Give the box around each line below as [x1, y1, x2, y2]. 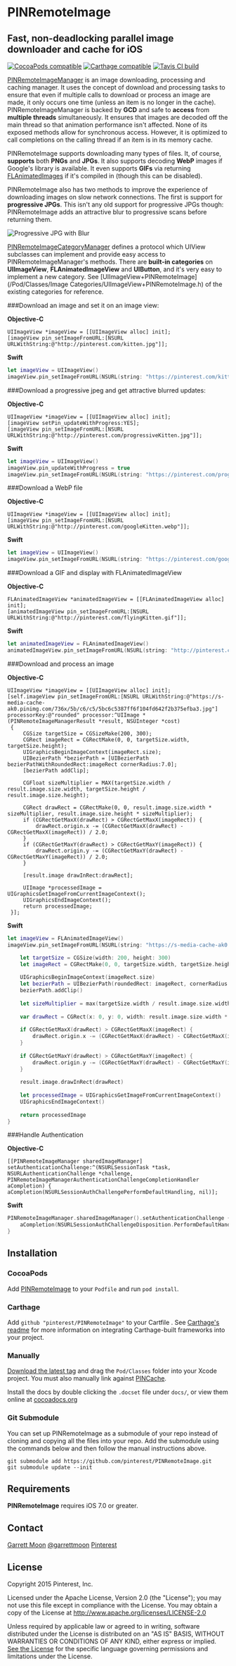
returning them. [7, 216, 53, 223]
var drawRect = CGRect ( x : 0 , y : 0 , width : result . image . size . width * [20, 1013, 228, 1020]
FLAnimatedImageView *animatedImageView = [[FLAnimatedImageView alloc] [7, 596, 225, 603]
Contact [7, 1522, 44, 1534]
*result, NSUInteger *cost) [98, 717, 181, 724]
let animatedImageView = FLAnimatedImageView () [7, 641, 150, 648]
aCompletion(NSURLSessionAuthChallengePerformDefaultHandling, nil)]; [7, 1189, 218, 1196]
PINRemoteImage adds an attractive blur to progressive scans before [7, 208, 207, 216]
